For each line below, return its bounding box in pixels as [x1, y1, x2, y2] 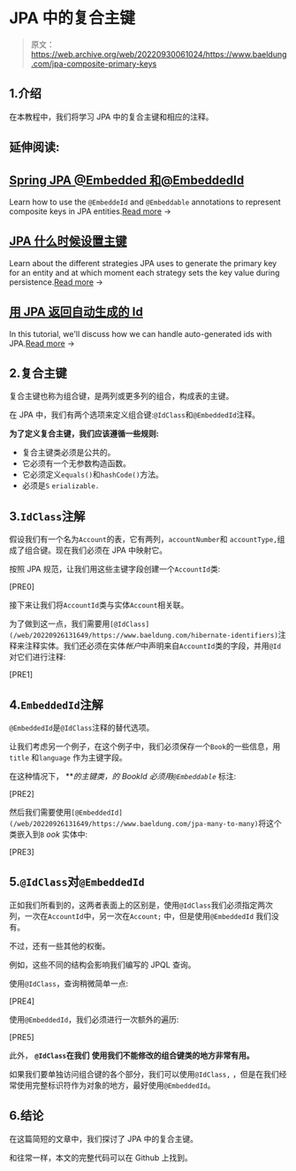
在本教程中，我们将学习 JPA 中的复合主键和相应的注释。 [9, 111, 214, 122]
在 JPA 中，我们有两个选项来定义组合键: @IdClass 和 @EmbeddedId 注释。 [9, 409, 261, 420]
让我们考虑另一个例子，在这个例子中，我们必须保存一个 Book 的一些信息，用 [9, 741, 281, 752]
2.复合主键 [9, 365, 68, 380]
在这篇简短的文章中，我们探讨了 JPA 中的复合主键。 [9, 1133, 199, 1144]
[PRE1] [9, 670, 34, 680]
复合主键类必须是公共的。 [21, 448, 116, 458]
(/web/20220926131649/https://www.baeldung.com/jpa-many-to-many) [9, 820, 259, 829]
